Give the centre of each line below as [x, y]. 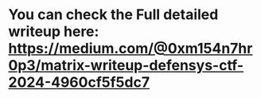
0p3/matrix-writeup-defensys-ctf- [126, 66]
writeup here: [54, 31]
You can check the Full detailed [113, 15]
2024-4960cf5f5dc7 [79, 82]
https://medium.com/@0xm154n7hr [130, 49]
